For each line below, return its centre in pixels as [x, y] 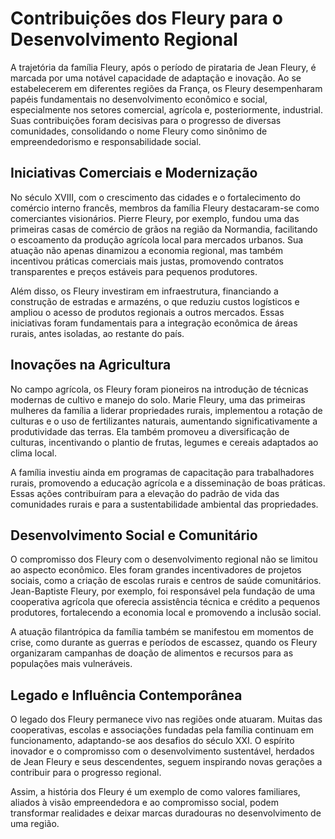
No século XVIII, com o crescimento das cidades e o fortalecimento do [155, 197]
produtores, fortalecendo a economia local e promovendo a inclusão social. [166, 613]
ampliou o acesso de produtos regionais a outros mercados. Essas [147, 312]
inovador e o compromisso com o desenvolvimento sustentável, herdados [162, 751]
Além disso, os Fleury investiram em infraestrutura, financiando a [144, 291]
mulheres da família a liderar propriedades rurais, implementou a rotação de [166, 410]
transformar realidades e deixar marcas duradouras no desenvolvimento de [166, 813]
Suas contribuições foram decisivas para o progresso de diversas [146, 120]
